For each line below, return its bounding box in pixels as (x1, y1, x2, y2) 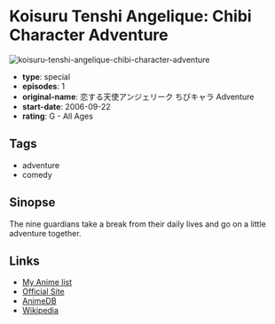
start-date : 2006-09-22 (21, 101, 111, 112)
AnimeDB (21, 296, 57, 306)
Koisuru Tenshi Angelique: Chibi (9, 6, 252, 27)
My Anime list (21, 277, 73, 288)
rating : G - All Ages (21, 111, 93, 121)
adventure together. (9, 228, 82, 238)
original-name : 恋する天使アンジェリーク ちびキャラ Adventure (21, 91, 255, 102)
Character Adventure (9, 25, 169, 45)
